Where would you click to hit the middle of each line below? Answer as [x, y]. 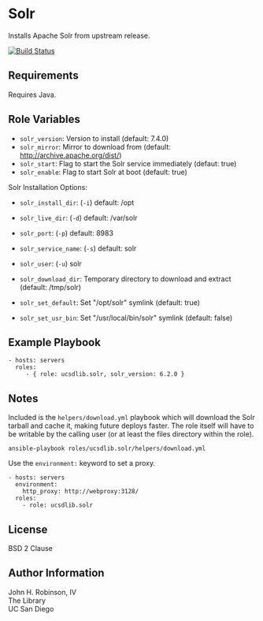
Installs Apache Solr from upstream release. [79, 35]
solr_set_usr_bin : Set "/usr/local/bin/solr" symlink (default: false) [126, 318]
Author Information [56, 573]
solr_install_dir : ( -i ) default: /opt [77, 203]
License [28, 529]
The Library [27, 601]
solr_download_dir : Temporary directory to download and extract [125, 279]
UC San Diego [31, 608]
